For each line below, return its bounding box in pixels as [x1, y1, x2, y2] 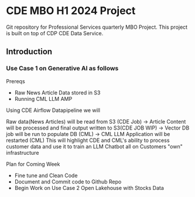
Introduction [6, 47, 53, 57]
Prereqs [6, 77, 25, 84]
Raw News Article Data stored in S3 [14, 89, 101, 96]
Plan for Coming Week [6, 160, 60, 168]
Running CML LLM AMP [14, 95, 73, 102]
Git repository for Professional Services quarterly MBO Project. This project [6, 23, 188, 30]
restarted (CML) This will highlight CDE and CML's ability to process [6, 137, 170, 144]
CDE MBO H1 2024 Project [6, 4, 136, 18]
